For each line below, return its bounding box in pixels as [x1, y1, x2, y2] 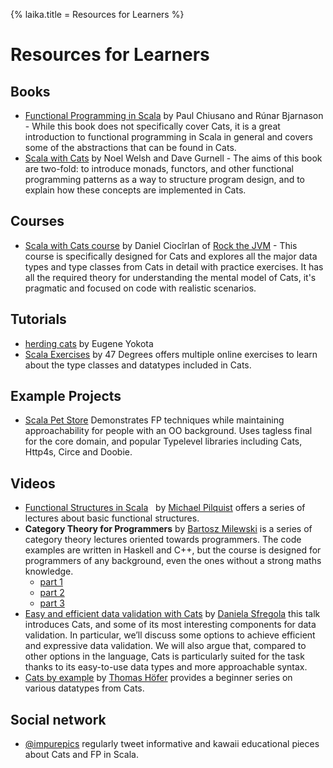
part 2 [39, 587, 65, 599]
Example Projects [10, 388, 122, 405]
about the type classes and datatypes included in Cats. [24, 359, 252, 371]
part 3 [39, 597, 65, 609]
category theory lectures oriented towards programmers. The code [24, 534, 302, 546]
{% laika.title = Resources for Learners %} [10, 9, 185, 20]
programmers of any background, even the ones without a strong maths [24, 555, 322, 567]
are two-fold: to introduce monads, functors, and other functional [24, 163, 294, 174]
